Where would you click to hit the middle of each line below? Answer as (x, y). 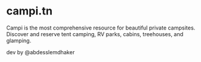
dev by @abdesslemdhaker (41, 52)
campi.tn (30, 11)
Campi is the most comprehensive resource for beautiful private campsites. (101, 28)
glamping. (19, 40)
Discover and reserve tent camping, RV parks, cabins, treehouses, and (95, 34)
